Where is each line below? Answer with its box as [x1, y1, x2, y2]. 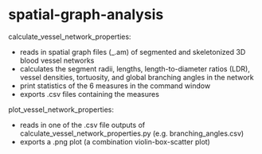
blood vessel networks [19, 56, 95, 65]
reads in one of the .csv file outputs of [19, 120, 146, 129]
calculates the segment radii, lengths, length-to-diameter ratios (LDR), [19, 64, 251, 73]
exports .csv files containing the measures [19, 89, 159, 98]
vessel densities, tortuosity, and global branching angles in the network [19, 72, 255, 82]
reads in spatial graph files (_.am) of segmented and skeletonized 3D [19, 47, 246, 56]
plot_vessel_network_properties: [8, 105, 114, 114]
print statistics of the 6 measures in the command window [19, 81, 211, 90]
